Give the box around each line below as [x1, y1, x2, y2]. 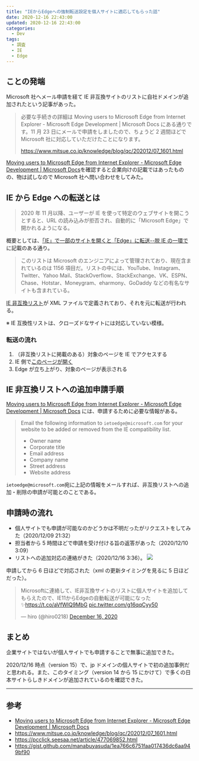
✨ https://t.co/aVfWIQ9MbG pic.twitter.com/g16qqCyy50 [20, 601, 158, 608]
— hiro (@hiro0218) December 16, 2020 [20, 613, 118, 620]
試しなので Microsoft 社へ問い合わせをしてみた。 [26, 174, 146, 181]
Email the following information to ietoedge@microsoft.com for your [20, 420, 183, 427]
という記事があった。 [26, 100, 79, 108]
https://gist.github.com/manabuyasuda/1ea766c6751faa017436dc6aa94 [14, 742, 191, 749]
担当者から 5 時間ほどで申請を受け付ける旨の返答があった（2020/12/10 [14, 539, 188, 547]
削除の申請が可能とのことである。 [16, 489, 99, 496]
